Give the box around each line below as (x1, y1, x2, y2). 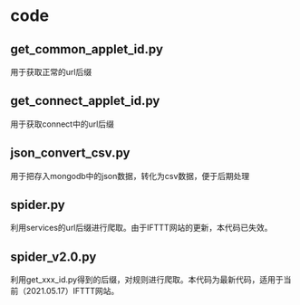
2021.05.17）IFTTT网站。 (25, 286, 120, 297)
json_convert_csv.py (10, 146, 131, 161)
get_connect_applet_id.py (10, 93, 160, 109)
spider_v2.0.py (10, 249, 97, 264)
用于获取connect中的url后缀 (10, 119, 114, 129)
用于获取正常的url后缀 (10, 67, 92, 77)
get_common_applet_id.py (10, 42, 164, 57)
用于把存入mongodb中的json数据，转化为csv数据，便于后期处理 (10, 170, 250, 181)
